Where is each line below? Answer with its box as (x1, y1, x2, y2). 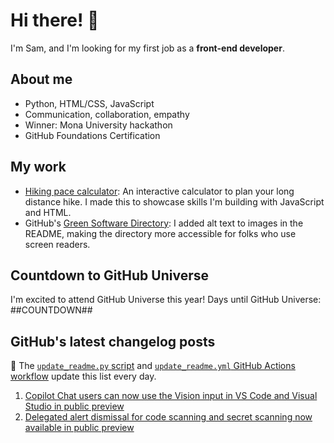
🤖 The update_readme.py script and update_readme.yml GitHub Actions (10, 360, 296, 372)
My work (10, 159, 67, 176)
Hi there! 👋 (10, 9, 100, 32)
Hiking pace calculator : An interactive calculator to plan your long (24, 185, 295, 197)
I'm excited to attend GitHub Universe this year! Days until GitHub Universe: (10, 294, 322, 306)
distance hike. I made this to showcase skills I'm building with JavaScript (24, 195, 325, 208)
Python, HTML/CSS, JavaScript (24, 97, 155, 109)
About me (10, 71, 73, 88)
